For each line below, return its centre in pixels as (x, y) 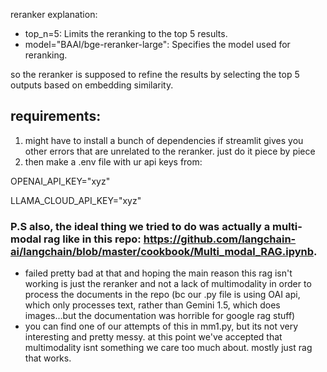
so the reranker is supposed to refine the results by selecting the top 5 (155, 74)
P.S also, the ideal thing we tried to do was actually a (140, 226)
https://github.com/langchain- (220, 239)
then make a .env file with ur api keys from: (113, 161)
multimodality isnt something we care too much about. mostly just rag (168, 348)
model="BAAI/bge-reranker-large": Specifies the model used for (157, 44)
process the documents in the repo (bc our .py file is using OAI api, (162, 295)
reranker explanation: (54, 14)
